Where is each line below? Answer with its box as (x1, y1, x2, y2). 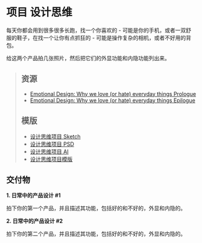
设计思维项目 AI (30, 148, 69, 155)
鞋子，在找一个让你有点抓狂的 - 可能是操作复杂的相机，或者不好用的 (16, 34, 186, 41)
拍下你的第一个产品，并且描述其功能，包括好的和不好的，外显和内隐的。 (6, 204, 186, 212)
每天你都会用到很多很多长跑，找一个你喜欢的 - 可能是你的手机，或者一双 (6, 27, 186, 34)
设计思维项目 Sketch (30, 133, 81, 140)
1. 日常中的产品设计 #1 (6, 192, 62, 199)
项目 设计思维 (6, 5, 72, 19)
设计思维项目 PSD (30, 140, 74, 148)
